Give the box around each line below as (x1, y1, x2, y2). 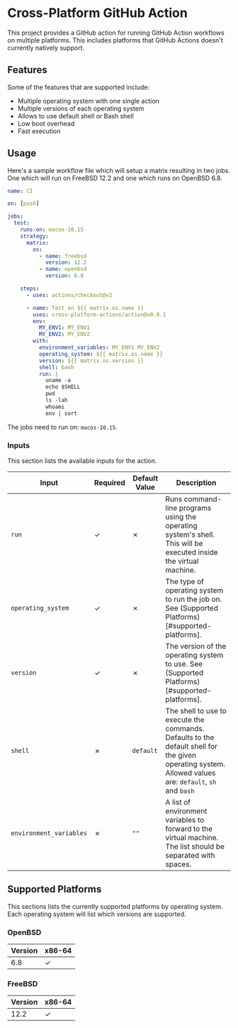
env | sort (45, 410, 78, 417)
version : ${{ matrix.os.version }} (38, 357, 144, 364)
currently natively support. (7, 43, 85, 52)
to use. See (165, 659, 203, 669)
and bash (165, 786, 195, 795)
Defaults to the (165, 732, 215, 742)
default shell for (165, 741, 218, 751)
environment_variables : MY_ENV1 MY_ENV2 (38, 344, 160, 352)
